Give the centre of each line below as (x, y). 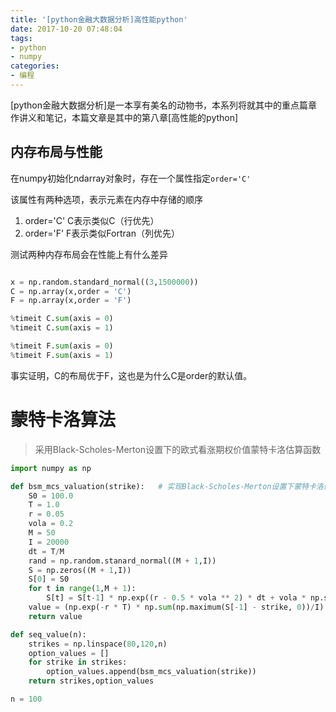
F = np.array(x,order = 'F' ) (71, 301)
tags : (21, 38)
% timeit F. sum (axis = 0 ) (62, 346)
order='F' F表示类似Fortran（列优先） (102, 233)
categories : (35, 66)
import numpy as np (51, 468)
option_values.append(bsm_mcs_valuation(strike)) (151, 672)
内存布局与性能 (56, 152)
